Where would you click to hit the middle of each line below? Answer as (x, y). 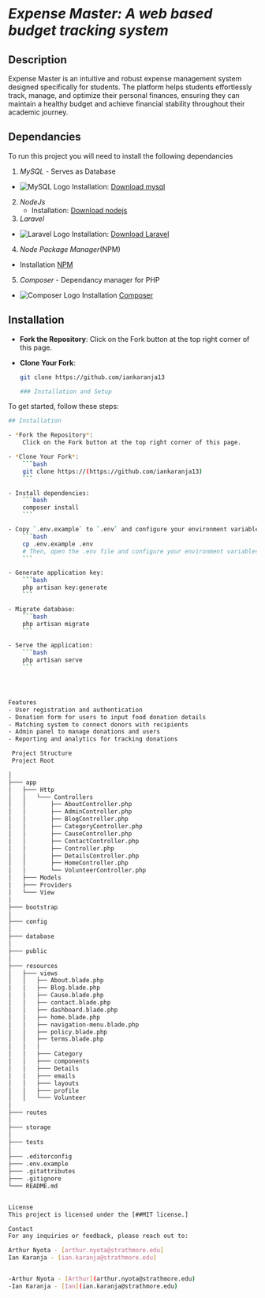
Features (22, 702)
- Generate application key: (56, 573)
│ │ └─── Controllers (50, 797)
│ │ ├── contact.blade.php (60, 1003)
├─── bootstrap (33, 907)
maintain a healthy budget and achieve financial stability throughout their (127, 104)
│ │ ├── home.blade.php (54, 1017)
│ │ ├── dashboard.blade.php (63, 1010)
